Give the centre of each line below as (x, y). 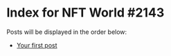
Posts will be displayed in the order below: (67, 32)
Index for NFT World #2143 (85, 13)
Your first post (37, 45)
